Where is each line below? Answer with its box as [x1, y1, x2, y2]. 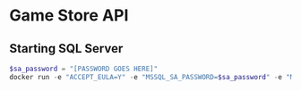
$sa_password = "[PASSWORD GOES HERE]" [9, 64, 159, 73]
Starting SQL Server [9, 41, 124, 56]
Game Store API [9, 5, 129, 26]
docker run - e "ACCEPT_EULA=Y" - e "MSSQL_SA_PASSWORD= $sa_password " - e [9, 72, 282, 81]
